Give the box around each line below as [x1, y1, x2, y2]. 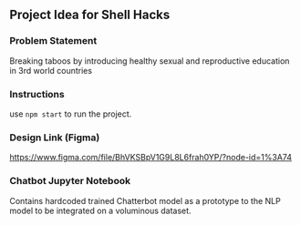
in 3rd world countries [9, 65, 93, 76]
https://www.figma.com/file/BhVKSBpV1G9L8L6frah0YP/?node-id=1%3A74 [9, 152, 292, 163]
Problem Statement [9, 35, 98, 47]
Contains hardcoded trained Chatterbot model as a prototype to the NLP [9, 195, 281, 206]
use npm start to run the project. [9, 108, 132, 119]
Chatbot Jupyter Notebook [9, 175, 130, 188]
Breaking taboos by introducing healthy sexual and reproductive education [9, 55, 290, 66]
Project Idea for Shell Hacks [9, 7, 171, 23]
